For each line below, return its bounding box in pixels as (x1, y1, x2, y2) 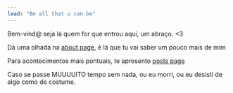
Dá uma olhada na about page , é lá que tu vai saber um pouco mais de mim (7, 43, 227, 51)
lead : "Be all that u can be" (7, 10, 96, 17)
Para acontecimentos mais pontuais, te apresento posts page (7, 57, 185, 65)
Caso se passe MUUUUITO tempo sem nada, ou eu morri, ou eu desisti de (7, 70, 223, 78)
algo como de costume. (7, 78, 76, 86)
